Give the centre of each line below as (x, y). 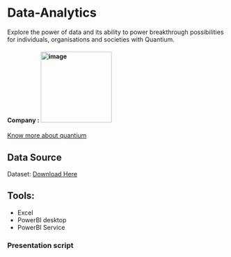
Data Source (34, 157)
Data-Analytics (52, 13)
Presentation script (41, 245)
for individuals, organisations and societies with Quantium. (91, 39)
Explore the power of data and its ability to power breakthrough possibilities (115, 32)
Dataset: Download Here (42, 174)
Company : (23, 120)
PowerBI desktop (42, 219)
